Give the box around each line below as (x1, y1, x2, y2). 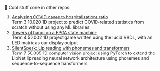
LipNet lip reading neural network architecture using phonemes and (11, 55, 149, 61)
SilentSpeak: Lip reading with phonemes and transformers (11, 45, 130, 51)
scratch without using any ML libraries (11, 24, 90, 30)
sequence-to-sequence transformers (11, 61, 88, 66)
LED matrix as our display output (11, 40, 78, 46)
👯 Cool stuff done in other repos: (4, 5, 71, 10)
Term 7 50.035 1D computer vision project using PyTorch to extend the (11, 50, 156, 56)
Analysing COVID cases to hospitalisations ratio (11, 14, 109, 19)
